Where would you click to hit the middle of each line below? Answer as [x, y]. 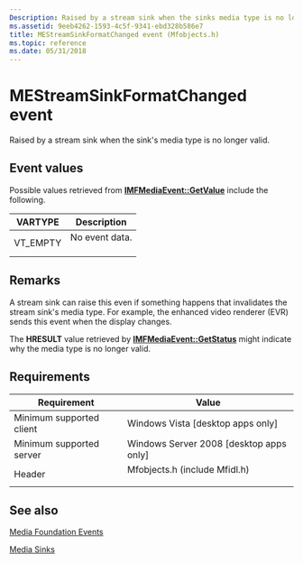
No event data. [101, 237]
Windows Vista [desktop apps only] [202, 423]
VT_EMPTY [38, 243]
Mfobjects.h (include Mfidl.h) [188, 469]
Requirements [50, 377]
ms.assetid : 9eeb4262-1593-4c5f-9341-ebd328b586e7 [106, 26]
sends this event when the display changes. [91, 321]
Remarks [35, 281]
